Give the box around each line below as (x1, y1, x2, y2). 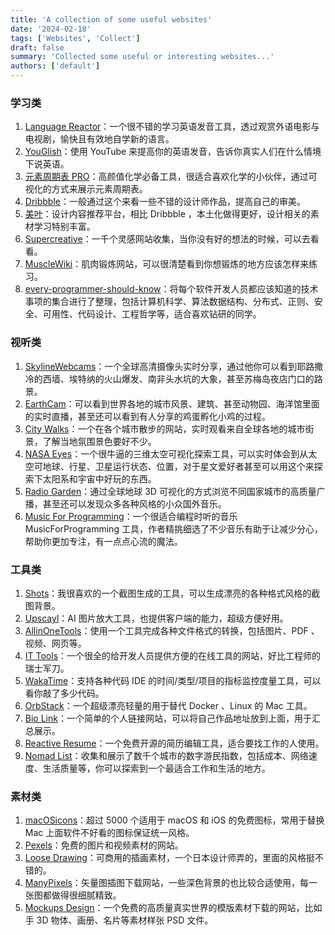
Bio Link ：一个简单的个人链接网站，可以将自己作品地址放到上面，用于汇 (24, 712, 321, 724)
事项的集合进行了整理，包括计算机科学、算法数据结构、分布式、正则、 (24, 296, 315, 308)
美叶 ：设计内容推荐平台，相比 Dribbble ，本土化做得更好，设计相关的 (24, 208, 311, 220)
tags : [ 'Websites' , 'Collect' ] (10, 33, 141, 43)
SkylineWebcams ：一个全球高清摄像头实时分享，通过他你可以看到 (24, 360, 298, 372)
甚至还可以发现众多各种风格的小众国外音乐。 (42, 497, 227, 510)
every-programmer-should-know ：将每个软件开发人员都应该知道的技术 (24, 283, 319, 295)
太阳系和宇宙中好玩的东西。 (42, 472, 157, 485)
